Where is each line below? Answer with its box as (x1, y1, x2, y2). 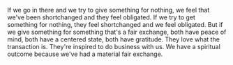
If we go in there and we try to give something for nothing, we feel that (7, 6, 210, 14)
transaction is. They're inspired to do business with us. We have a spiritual (7, 43, 221, 50)
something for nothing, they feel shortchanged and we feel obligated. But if (7, 21, 223, 28)
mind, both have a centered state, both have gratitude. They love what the (7, 35, 220, 44)
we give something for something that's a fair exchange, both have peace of (7, 28, 227, 36)
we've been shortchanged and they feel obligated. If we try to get (7, 13, 195, 21)
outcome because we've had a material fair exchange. (7, 50, 163, 58)
